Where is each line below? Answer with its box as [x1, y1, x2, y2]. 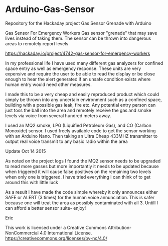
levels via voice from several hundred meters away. [5, 112, 111, 119]
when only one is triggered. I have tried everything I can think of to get [5, 174, 151, 180]
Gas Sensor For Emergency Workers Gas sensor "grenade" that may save [5, 30, 157, 36]
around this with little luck [5, 179, 59, 185]
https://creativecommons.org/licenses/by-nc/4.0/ [5, 235, 108, 241]
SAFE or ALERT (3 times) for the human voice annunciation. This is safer [5, 194, 155, 200]
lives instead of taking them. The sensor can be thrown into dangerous [5, 35, 151, 41]
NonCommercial [5, 230, 39, 236]
